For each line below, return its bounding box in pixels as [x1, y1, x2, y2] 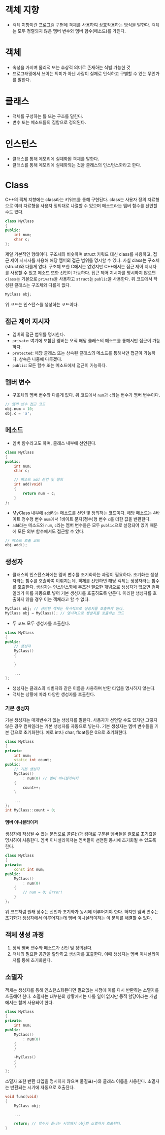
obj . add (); [5, 543, 28, 548]
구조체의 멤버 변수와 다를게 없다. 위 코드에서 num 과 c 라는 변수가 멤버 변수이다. [12, 392, 161, 398]
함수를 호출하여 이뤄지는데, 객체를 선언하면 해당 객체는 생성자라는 [25, 578, 151, 584]
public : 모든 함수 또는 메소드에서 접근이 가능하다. [12, 362, 107, 368]
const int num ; [14, 867, 45, 872]
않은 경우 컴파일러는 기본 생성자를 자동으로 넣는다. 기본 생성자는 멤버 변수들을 [5, 723, 154, 729]
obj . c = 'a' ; [5, 411, 32, 416]
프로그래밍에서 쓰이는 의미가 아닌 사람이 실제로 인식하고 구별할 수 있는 [12, 70, 147, 77]
